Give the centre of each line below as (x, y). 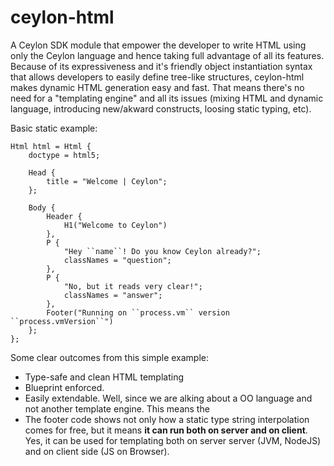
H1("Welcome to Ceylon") (115, 225)
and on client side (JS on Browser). (97, 451)
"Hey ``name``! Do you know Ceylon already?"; (162, 251)
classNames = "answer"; (113, 295)
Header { (64, 216)
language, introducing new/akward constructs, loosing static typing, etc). (161, 108)
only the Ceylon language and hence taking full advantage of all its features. (167, 55)
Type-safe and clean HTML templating (104, 377)
